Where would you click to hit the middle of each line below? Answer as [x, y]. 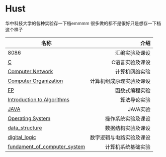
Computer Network [30, 71]
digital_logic [22, 137]
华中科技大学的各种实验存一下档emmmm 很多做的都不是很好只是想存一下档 [83, 23]
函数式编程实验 [133, 90]
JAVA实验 [139, 109]
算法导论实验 [135, 100]
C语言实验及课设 [131, 62]
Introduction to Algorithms [38, 99]
